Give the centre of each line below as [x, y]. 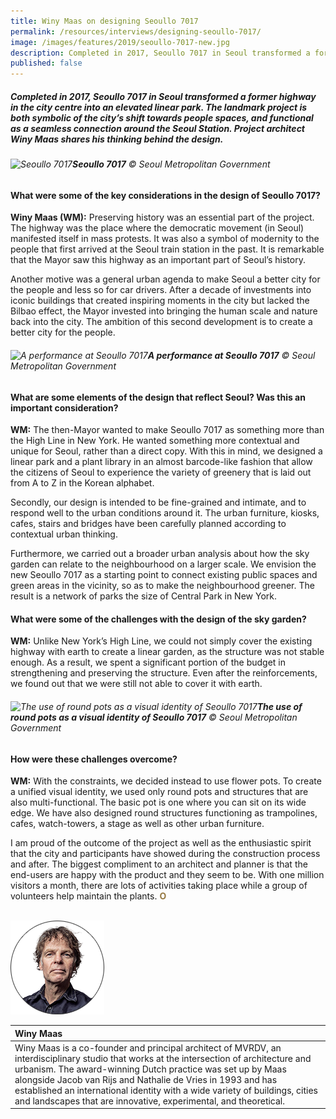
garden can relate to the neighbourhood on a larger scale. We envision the [163, 564]
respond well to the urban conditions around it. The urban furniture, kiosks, [165, 513]
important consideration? [64, 407]
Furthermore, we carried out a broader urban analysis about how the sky [160, 554]
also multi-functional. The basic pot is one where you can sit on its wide [158, 802]
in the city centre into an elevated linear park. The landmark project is [159, 107]
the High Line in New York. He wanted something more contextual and [155, 441]
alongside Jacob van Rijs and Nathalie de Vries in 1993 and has [146, 1079]
